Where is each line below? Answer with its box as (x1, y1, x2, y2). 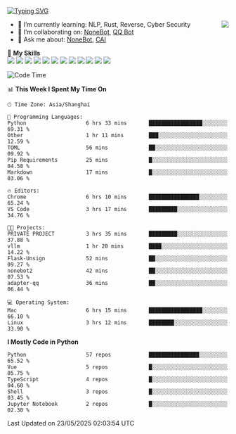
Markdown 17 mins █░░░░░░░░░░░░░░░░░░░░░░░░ (7, 169, 228, 176)
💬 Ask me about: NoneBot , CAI (17, 35, 107, 44)
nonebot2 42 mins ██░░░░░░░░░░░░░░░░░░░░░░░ (7, 267, 228, 274)
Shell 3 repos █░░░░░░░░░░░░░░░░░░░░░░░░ (7, 388, 228, 395)
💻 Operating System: (7, 299, 70, 306)
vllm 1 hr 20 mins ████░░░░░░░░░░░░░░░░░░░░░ (7, 243, 228, 250)
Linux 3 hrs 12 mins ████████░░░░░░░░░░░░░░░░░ (7, 319, 228, 326)
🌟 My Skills (7, 49, 41, 57)
